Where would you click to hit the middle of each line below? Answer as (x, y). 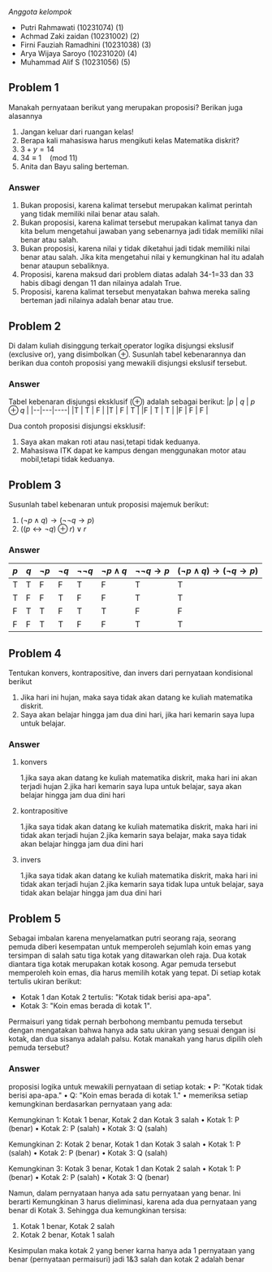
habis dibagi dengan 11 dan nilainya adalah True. (101, 283)
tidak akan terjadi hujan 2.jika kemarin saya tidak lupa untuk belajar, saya (142, 884)
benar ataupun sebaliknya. (65, 266)
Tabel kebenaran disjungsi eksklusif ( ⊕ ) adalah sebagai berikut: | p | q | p (132, 401)
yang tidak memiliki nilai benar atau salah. (90, 214)
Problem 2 (35, 326)
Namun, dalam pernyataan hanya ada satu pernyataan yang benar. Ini (125, 1193)
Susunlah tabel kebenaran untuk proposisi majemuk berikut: (109, 505)
